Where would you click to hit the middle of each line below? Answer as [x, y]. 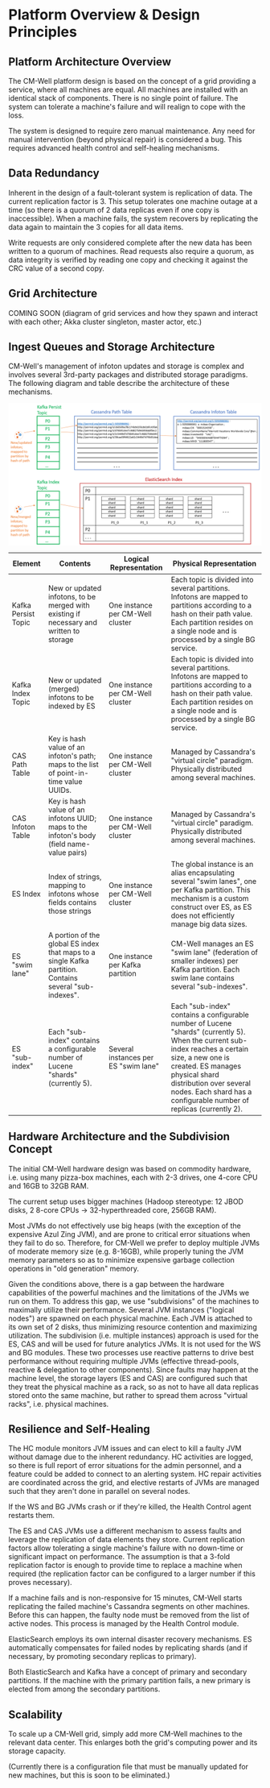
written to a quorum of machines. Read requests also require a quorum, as [131, 251]
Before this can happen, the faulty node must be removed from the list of [129, 1615]
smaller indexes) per [205, 960]
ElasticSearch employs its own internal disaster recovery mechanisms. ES [130, 1639]
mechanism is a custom [210, 898]
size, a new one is [200, 1058]
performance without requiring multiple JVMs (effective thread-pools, [124, 1361]
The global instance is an [212, 864]
